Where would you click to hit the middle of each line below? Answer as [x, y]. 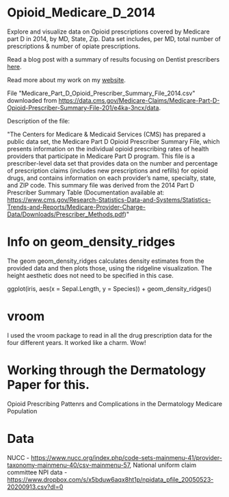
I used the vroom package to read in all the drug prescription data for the [110, 335]
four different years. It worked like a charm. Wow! [77, 342]
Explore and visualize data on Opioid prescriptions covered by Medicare [108, 31]
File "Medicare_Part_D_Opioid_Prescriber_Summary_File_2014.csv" [101, 93]
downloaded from [32, 100]
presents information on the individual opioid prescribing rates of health [108, 149]
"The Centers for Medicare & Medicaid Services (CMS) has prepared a [107, 134]
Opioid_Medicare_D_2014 [81, 13]
